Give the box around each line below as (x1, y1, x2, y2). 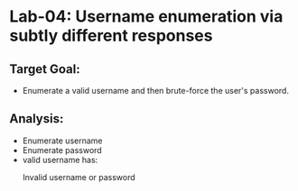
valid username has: (22, 154, 98, 165)
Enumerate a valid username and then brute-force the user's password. (22, 86, 289, 95)
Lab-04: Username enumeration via (9, 6, 284, 27)
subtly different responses (9, 25, 213, 46)
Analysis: (9, 111, 64, 127)
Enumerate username (22, 135, 103, 146)
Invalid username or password (22, 171, 135, 182)
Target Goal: (9, 61, 80, 77)
